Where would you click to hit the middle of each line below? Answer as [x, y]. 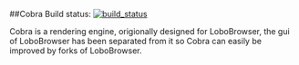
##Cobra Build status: [50, 14]
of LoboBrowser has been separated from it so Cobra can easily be [136, 41]
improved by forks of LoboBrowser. [76, 51]
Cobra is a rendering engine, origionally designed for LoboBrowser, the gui [149, 31]
